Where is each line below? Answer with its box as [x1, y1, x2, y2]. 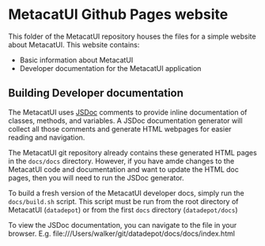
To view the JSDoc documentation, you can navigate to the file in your [8, 220, 237, 229]
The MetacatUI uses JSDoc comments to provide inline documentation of [8, 107, 248, 117]
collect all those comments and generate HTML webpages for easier [8, 124, 232, 133]
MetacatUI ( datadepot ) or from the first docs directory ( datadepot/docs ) [8, 205, 239, 214]
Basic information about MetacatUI [19, 55, 134, 65]
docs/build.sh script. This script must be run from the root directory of [8, 196, 239, 206]
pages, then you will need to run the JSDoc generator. [8, 173, 184, 182]
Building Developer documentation [8, 87, 184, 100]
